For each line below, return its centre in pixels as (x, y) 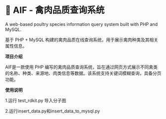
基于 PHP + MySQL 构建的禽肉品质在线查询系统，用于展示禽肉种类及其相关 (82, 40)
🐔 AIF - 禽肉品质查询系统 (55, 10)
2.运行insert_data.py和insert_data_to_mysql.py (53, 111)
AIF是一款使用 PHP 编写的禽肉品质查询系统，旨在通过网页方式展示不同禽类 (81, 67)
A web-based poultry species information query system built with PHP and (82, 24)
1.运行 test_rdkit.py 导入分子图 (36, 100)
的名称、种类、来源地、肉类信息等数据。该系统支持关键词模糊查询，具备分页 (83, 73)
